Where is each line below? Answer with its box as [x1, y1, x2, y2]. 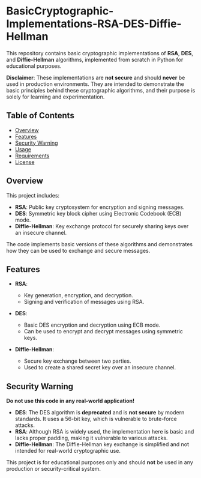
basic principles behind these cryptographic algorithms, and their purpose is [6, 86, 196, 94]
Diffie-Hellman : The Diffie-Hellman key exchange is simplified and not [14, 441, 190, 448]
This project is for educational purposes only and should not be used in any [6, 459, 193, 466]
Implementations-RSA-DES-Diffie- [6, 17, 182, 31]
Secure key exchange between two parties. [23, 357, 131, 365]
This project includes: [6, 192, 60, 199]
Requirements [14, 152, 50, 159]
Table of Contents [6, 110, 75, 121]
